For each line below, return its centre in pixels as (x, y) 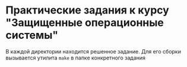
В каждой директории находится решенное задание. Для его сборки (93, 51)
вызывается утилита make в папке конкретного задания (76, 58)
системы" (32, 35)
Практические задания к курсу (88, 10)
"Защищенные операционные (85, 23)
